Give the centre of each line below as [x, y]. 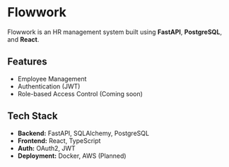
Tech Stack [33, 116]
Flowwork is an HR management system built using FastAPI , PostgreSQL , [115, 32]
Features [27, 62]
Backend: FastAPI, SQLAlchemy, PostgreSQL [83, 133]
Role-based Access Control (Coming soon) [80, 93]
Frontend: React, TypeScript [59, 140]
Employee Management [52, 79]
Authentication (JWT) [49, 86]
